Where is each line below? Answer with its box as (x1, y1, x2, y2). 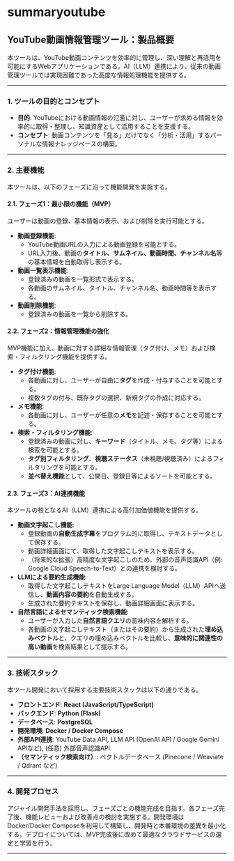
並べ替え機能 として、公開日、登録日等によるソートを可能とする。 (27, 472, 217, 480)
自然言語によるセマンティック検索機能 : (17, 607, 129, 616)
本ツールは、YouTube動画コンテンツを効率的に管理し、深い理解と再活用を (7, 54, 221, 61)
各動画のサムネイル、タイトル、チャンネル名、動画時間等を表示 (27, 284, 211, 292)
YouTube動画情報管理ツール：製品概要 (7, 33, 175, 45)
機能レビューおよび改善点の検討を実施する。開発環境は (25, 812, 185, 821)
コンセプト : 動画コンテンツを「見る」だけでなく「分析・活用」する (17, 131, 210, 139)
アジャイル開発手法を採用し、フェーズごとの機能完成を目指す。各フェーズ (7, 804, 219, 812)
